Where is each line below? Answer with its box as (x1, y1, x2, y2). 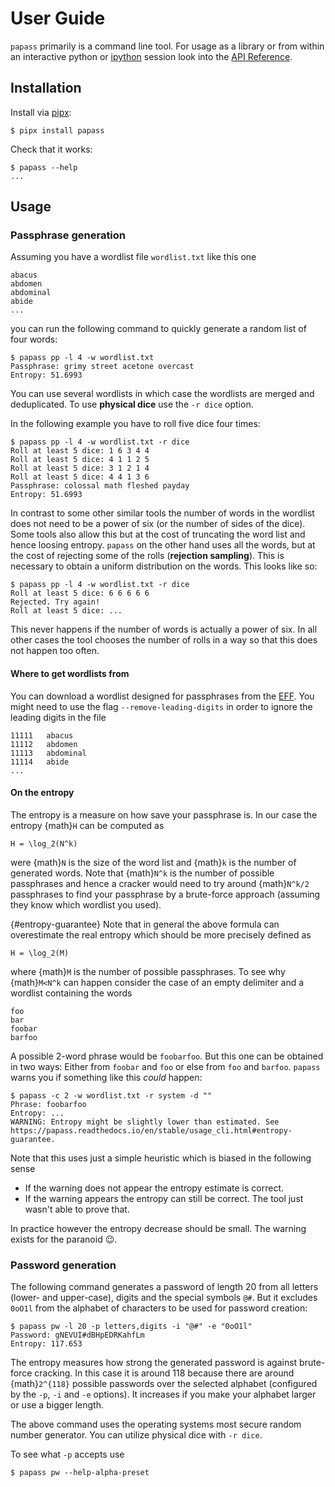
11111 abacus (10, 730, 74, 741)
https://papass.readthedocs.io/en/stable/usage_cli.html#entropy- (10, 1125, 293, 1136)
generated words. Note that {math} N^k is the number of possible (10, 867, 275, 879)
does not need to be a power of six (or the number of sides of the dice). (10, 518, 306, 530)
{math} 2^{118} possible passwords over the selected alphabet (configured (10, 1378, 318, 1390)
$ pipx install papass (10, 125, 105, 136)
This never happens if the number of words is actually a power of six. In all (10, 623, 318, 636)
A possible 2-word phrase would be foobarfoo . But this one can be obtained (10, 1050, 324, 1062)
